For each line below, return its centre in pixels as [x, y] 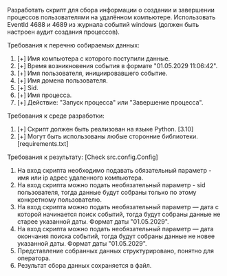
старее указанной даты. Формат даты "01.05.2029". [93, 222]
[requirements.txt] [43, 144]
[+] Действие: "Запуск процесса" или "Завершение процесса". [110, 102]
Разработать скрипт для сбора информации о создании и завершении [111, 10]
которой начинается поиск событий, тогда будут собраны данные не [119, 214]
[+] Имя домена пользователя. [62, 81]
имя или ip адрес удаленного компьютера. [80, 178]
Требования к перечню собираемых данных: [73, 45]
